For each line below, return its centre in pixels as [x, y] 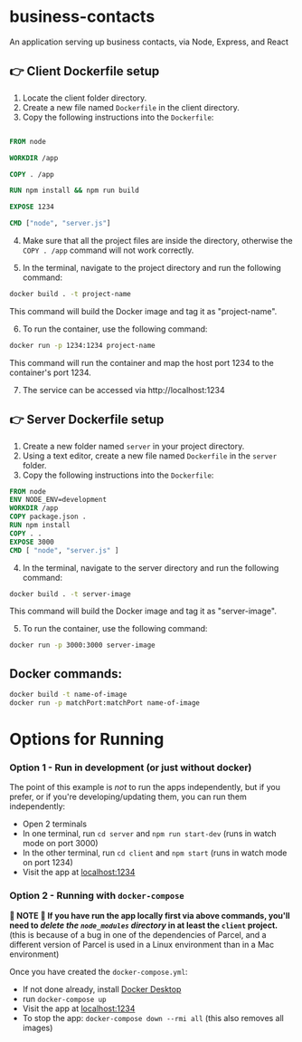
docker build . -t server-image [70, 594]
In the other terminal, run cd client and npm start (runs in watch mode [155, 853]
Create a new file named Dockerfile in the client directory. [131, 107]
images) [38, 1028]
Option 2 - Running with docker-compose [97, 896]
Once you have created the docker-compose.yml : [99, 971]
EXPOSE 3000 [32, 542]
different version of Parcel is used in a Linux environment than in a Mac [142, 944]
